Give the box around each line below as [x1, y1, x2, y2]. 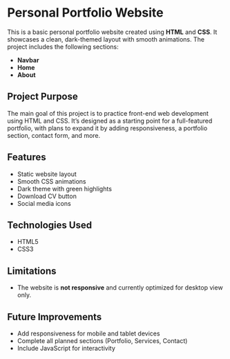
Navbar [17, 55, 39, 64]
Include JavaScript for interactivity [17, 344, 116, 352]
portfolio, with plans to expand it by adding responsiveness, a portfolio [7, 123, 208, 132]
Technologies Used [7, 219, 92, 231]
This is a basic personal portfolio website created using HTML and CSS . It [7, 28, 218, 36]
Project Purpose [7, 91, 78, 103]
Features [7, 151, 46, 164]
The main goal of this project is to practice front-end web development [7, 109, 209, 117]
